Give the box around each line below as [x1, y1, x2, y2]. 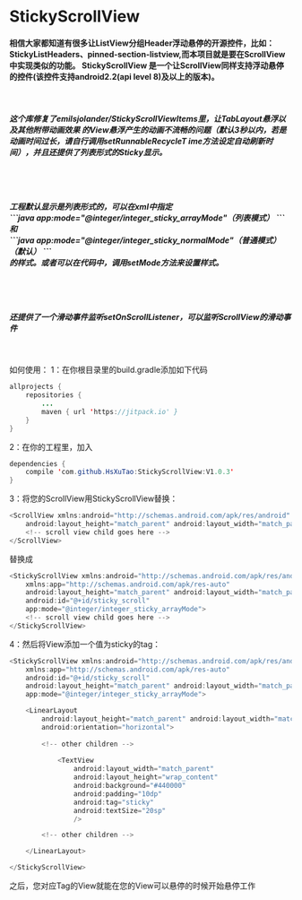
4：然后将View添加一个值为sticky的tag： [9, 638, 161, 649]
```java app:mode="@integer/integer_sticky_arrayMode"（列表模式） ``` [9, 212, 285, 223]
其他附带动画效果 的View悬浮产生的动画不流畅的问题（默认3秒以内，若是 [16, 124, 287, 135]
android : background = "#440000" [73, 782, 186, 791]
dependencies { [9, 459, 66, 468]
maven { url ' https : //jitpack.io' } [41, 407, 178, 416]
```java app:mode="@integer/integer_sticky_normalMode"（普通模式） [9, 235, 281, 246]
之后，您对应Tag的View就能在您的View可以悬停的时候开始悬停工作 [9, 880, 256, 891]
